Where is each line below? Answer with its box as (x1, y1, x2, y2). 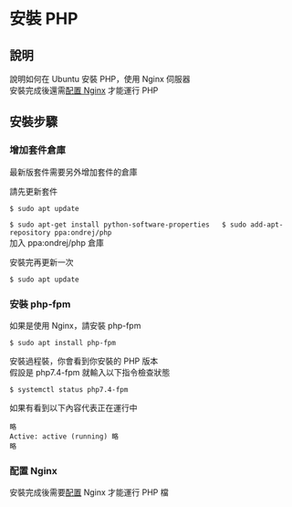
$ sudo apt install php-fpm (9, 338, 117, 347)
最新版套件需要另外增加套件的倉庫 (9, 166, 138, 177)
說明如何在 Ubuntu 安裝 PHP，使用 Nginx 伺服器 (9, 74, 191, 84)
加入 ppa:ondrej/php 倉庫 (9, 237, 105, 248)
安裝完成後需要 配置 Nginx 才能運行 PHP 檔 (9, 487, 169, 498)
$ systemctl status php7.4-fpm (9, 385, 129, 394)
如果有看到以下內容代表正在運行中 (9, 402, 138, 413)
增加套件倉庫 (9, 143, 67, 156)
